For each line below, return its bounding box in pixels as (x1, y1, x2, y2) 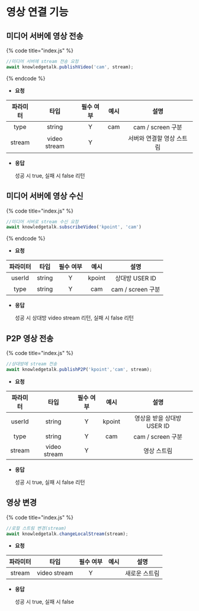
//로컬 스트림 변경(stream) (6, 525, 67, 531)
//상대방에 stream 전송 (6, 361, 57, 367)
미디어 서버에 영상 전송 (6, 31, 84, 41)
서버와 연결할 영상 (128, 134, 175, 143)
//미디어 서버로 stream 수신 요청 (6, 219, 79, 224)
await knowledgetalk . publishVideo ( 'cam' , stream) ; (6, 64, 134, 70)
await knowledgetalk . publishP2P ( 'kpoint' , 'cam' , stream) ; (6, 366, 152, 372)
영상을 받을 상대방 (134, 414, 182, 422)
